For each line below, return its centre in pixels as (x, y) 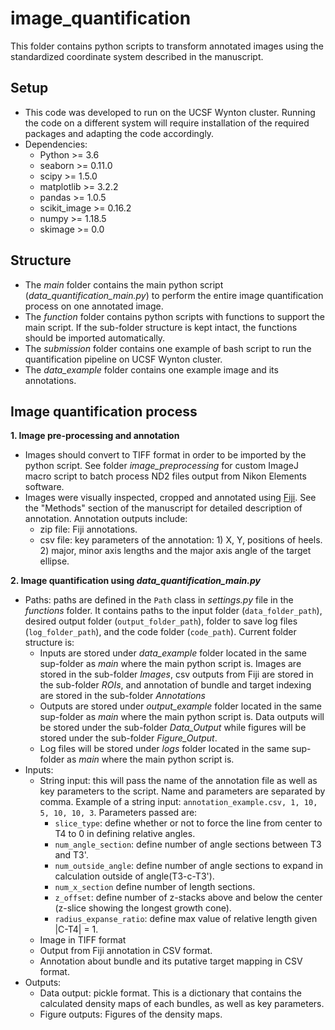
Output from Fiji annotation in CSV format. (126, 951)
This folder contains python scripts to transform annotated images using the (167, 46)
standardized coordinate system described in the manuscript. (137, 56)
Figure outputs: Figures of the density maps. (131, 1014)
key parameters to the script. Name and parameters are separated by (182, 791)
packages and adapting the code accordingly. (119, 133)
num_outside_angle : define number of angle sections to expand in (189, 866)
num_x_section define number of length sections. (155, 887)
